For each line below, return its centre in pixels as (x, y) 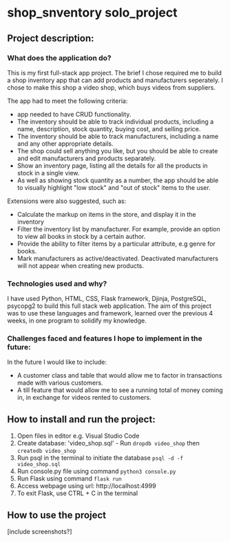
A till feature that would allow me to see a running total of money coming (120, 390)
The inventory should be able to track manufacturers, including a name (118, 136)
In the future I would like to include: (57, 362)
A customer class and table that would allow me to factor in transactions (119, 376)
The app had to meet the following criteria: (67, 101)
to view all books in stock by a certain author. (81, 236)
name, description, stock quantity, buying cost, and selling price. (109, 128)
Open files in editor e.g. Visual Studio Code (78, 436)
